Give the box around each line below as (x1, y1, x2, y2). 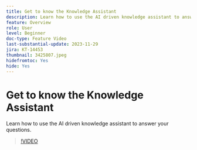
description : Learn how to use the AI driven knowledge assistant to (6, 14, 180, 20)
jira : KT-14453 (6, 47, 43, 53)
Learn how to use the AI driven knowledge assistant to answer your (6, 120, 169, 127)
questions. (6, 127, 32, 134)
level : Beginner (6, 30, 46, 36)
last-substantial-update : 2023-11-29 (6, 42, 98, 47)
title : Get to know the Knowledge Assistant (6, 8, 117, 15)
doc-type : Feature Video (6, 36, 67, 42)
